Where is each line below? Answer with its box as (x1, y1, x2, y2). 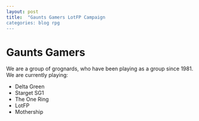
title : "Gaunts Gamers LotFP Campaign (6, 14, 106, 20)
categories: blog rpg (6, 20, 60, 26)
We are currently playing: (6, 72, 69, 79)
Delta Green (14, 83, 45, 90)
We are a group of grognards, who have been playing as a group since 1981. (6, 65, 194, 72)
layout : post (6, 8, 39, 15)
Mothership (14, 108, 44, 116)
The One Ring (14, 96, 49, 103)
